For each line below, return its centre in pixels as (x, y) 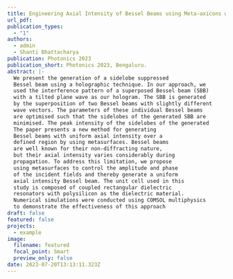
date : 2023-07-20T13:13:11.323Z (54, 264)
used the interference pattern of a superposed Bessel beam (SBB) (111, 91)
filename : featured (42, 245)
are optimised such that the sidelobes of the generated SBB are (110, 116)
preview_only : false (43, 258)
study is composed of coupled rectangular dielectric (93, 188)
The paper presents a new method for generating (85, 129)
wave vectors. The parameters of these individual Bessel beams (108, 110)
